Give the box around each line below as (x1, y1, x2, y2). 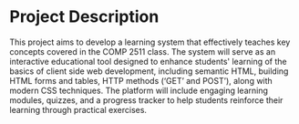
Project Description (9, 6, 160, 27)
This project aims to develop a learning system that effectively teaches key (9, 36, 291, 47)
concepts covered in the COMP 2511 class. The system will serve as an (9, 46, 276, 57)
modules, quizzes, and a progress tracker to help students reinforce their (9, 94, 284, 106)
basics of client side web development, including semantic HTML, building (9, 66, 289, 77)
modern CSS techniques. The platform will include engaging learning (9, 85, 269, 96)
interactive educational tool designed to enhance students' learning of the (9, 56, 287, 67)
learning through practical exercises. (9, 104, 148, 115)
